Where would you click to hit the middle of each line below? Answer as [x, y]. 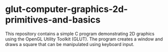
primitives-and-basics [53, 20]
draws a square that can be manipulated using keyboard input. [70, 44]
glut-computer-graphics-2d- [66, 9]
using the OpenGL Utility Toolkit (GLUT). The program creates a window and [84, 39]
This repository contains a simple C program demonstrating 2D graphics [80, 33]
